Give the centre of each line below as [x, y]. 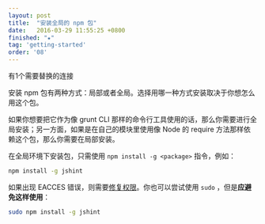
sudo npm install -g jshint [55, 212]
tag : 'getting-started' [47, 45]
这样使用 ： [32, 197]
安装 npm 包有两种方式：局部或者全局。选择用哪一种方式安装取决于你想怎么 [132, 93]
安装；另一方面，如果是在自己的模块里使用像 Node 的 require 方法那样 [129, 129]
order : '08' [28, 52]
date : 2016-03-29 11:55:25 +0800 [67, 30]
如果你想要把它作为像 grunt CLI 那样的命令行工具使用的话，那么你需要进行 [129, 119]
